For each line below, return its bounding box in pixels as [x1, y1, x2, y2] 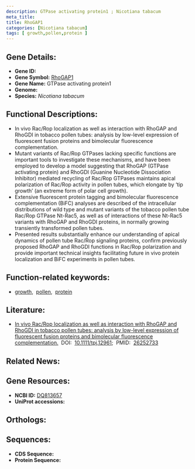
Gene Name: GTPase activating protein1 [14, 80, 111, 87]
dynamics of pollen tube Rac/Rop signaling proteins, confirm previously [14, 237, 187, 244]
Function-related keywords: [6, 273, 110, 283]
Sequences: [6, 434, 51, 445]
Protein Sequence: [14, 456, 61, 463]
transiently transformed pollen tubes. [14, 224, 104, 231]
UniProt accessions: [14, 398, 66, 405]
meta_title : [6, 14, 35, 20]
